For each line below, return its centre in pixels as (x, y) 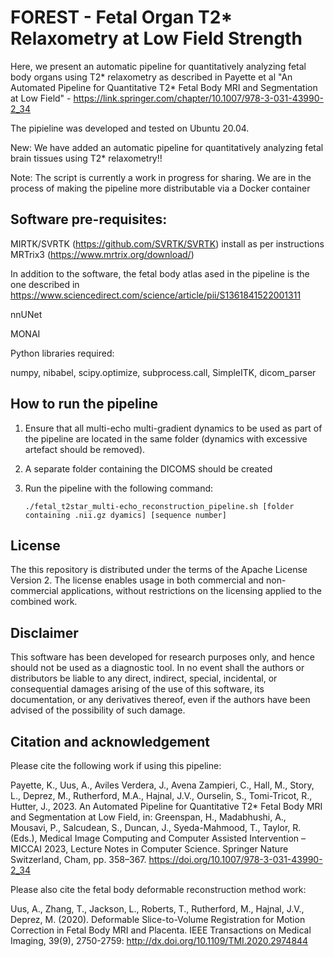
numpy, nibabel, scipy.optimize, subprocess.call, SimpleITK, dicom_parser (163, 372)
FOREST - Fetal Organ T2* (121, 17)
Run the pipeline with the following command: (119, 488)
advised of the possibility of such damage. (98, 710)
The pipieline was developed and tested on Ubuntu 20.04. (130, 128)
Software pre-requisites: (89, 219)
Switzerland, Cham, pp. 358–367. (78, 859)
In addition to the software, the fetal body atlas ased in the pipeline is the (160, 273)
